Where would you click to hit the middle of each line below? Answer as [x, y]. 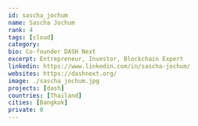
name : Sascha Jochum [42, 23]
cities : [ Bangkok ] [38, 103]
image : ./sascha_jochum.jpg [54, 81]
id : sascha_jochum [38, 15]
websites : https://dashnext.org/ [63, 74]
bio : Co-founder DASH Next [52, 52]
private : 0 [26, 110]
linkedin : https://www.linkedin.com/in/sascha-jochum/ [99, 67]
